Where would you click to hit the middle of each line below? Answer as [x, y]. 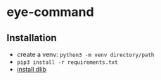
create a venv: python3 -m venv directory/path [85, 54]
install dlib [32, 69]
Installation [32, 38]
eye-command [50, 12]
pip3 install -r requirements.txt [67, 63]
